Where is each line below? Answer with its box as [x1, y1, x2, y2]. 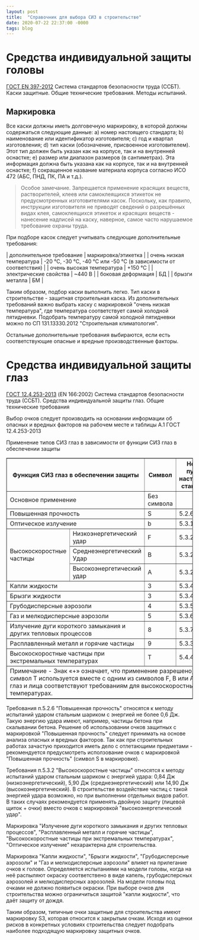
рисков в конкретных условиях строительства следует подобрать [6, 921, 175, 928]
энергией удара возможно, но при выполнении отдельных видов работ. [6, 792, 189, 799]
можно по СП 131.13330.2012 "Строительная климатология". [6, 320, 159, 327]
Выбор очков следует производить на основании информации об [6, 414, 173, 422]
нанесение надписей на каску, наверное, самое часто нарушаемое [20, 216, 193, 223]
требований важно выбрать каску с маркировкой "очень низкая [6, 301, 171, 308]
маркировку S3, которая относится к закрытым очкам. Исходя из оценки [6, 914, 192, 922]
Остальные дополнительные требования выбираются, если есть [6, 331, 171, 338]
